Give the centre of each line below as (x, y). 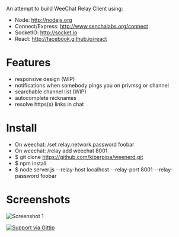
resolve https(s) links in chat (49, 104)
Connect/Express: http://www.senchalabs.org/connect (81, 26)
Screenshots (38, 200)
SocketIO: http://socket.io (46, 33)
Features (28, 63)
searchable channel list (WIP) (51, 92)
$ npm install (31, 163)
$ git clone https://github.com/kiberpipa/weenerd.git (79, 157)
